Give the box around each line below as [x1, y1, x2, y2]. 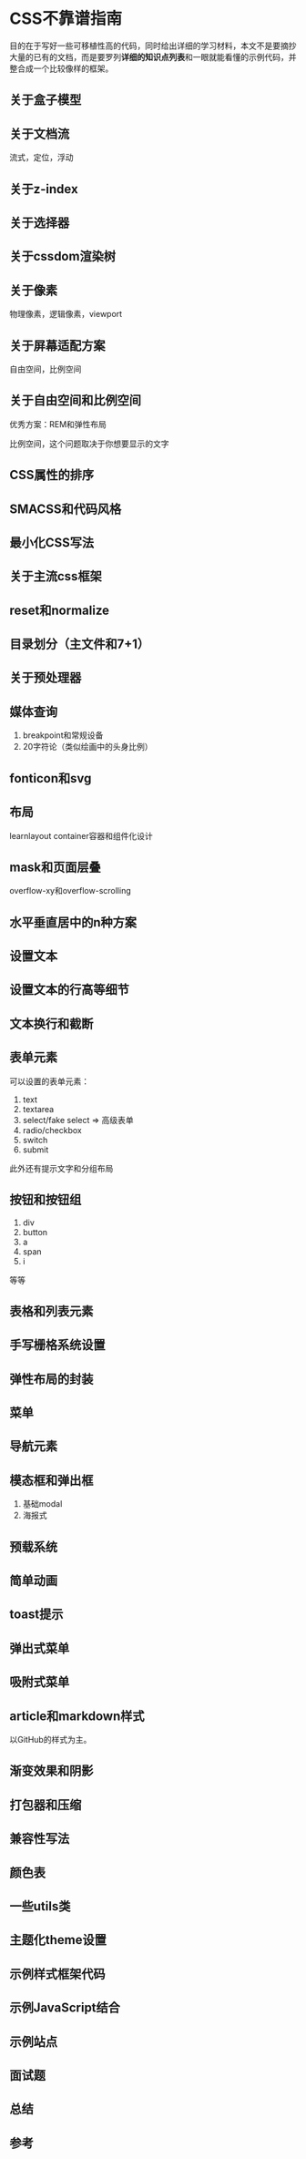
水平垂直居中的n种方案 [9, 915, 138, 930]
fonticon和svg [9, 771, 92, 786]
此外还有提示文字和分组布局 [9, 1162, 114, 1173]
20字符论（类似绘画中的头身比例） [22, 742, 153, 752]
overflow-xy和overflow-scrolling [9, 885, 132, 896]
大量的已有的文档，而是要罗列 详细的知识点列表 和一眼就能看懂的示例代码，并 [9, 51, 297, 62]
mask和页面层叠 [9, 859, 102, 875]
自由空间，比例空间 [9, 363, 82, 374]
